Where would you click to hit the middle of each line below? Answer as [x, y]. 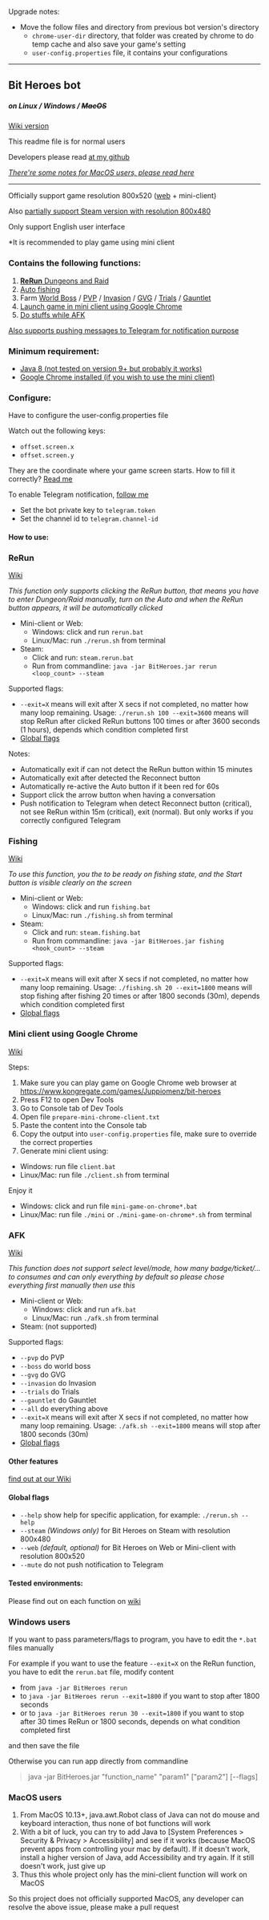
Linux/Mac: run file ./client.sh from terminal [94, 1175]
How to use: [29, 537]
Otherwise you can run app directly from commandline [98, 1761]
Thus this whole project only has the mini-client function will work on [134, 1875]
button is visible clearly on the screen [70, 883]
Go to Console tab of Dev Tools [72, 1108]
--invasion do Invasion [58, 1383]
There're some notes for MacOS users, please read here [101, 173]
